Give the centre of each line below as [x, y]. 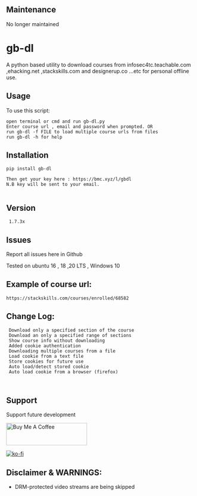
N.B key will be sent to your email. [53, 185]
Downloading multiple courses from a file [62, 351]
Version [21, 208]
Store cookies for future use [46, 361]
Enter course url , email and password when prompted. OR [79, 127]
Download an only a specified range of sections [70, 335]
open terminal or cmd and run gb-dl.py [56, 121]
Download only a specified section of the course [71, 330]
